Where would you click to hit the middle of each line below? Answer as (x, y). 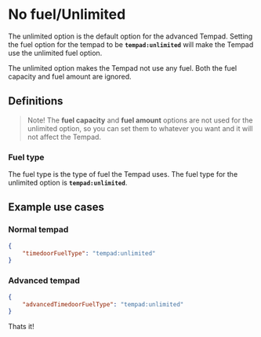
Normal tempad (38, 229)
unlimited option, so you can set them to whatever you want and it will (140, 128)
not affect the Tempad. (64, 137)
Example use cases (56, 207)
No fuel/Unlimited (67, 15)
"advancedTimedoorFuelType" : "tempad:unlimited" (103, 304)
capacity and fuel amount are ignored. (70, 76)
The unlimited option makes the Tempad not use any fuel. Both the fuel (123, 68)
